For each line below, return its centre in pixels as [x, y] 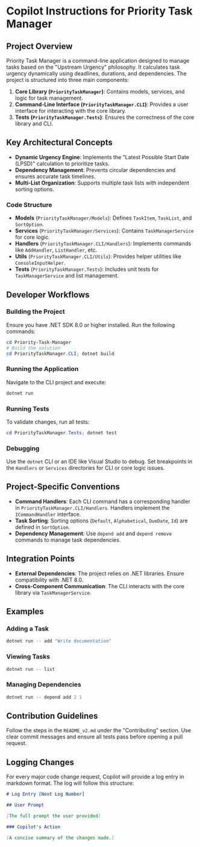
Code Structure [29, 205]
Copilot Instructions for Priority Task [99, 11]
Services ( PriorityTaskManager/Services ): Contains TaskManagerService [104, 231]
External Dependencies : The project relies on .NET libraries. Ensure [100, 573]
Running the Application [42, 369]
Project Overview [39, 46]
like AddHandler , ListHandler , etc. [56, 250]
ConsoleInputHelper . [40, 263]
